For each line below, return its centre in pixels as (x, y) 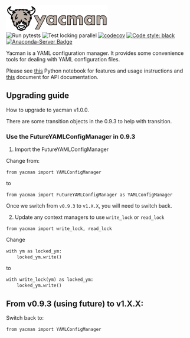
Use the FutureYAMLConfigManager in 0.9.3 (71, 136)
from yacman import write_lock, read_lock (59, 229)
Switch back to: (25, 317)
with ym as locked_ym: (34, 251)
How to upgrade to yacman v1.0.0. (48, 110)
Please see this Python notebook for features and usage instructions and (95, 71)
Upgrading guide (38, 96)
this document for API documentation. (52, 77)
